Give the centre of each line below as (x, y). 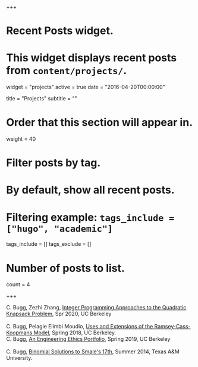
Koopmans (19, 333)
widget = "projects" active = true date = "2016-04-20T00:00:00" (86, 87)
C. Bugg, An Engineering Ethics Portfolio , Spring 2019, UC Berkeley (88, 339)
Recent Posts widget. (60, 31)
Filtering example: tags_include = (90, 217)
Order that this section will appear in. (100, 123)
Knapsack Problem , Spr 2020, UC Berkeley (59, 314)
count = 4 (18, 284)
